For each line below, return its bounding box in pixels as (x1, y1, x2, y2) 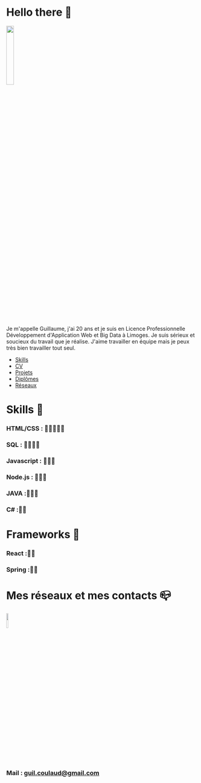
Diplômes (14, 375, 39, 382)
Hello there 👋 (6, 5, 72, 19)
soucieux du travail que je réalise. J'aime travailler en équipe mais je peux (6, 337, 190, 345)
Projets (14, 368, 33, 376)
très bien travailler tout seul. (6, 344, 76, 351)
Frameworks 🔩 (6, 528, 80, 541)
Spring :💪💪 (6, 565, 38, 574)
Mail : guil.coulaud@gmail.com (6, 769, 100, 777)
